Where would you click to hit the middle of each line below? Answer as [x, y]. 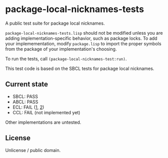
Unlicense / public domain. [33, 150]
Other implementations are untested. [43, 122]
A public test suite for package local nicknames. [55, 23]
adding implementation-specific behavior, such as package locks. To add [81, 38]
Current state [27, 84]
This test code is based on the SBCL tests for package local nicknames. [80, 68]
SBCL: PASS [25, 96]
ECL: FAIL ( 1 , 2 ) [28, 107]
